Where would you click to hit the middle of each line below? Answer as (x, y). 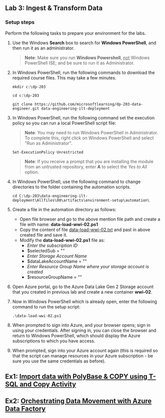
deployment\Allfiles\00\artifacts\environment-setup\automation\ (81, 200)
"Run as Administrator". (48, 143)
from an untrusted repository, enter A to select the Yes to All (86, 167)
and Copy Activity (48, 385)
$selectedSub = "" (46, 250)
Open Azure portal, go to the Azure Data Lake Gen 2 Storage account (83, 287)
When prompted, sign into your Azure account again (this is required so (85, 350)
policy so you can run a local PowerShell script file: (64, 123)
